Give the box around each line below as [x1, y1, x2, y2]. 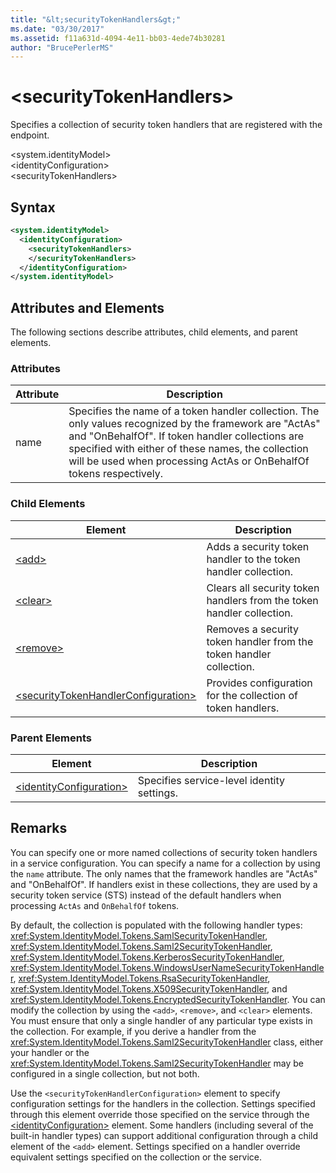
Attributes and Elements [10, 299, 165, 316]
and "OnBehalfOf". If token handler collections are [68, 429, 305, 443]
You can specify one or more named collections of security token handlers [10, 846, 318, 858]
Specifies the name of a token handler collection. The [68, 404, 320, 418]
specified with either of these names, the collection [68, 442, 309, 456]
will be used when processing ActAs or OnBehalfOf [68, 454, 310, 468]
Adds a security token [206, 539, 310, 553]
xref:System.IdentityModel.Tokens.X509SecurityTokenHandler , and [10, 982, 288, 995]
